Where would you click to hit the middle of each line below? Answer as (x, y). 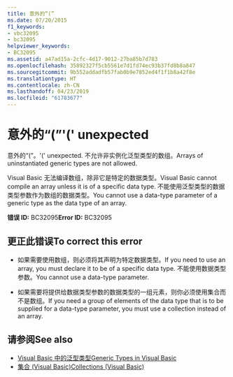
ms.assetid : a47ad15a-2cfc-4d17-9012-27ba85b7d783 (83, 59)
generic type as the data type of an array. (67, 202)
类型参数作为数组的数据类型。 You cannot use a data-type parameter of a (113, 195)
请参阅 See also (40, 340)
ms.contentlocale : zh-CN (43, 85)
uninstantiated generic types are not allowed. (72, 163)
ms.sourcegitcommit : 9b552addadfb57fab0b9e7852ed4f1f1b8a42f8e (101, 72)
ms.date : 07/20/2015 (37, 20)
